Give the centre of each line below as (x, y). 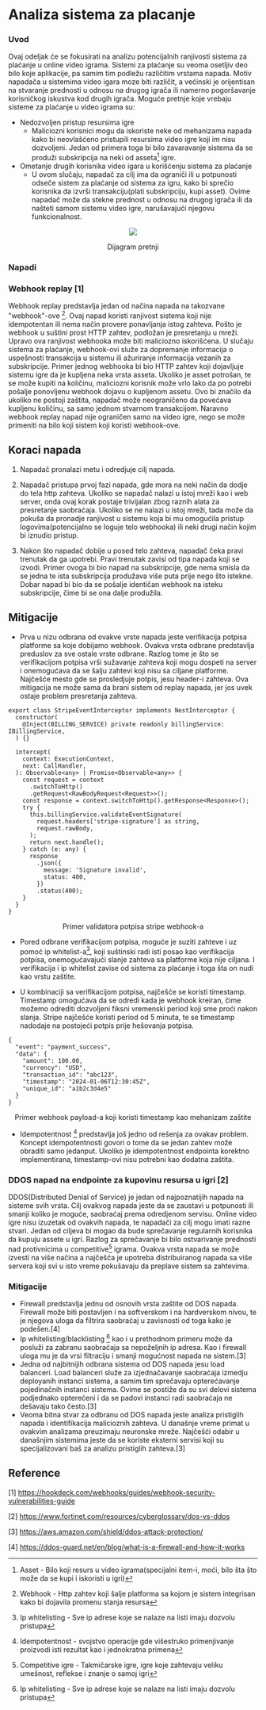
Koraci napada (45, 450)
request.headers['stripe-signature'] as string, (118, 821)
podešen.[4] (40, 1329)
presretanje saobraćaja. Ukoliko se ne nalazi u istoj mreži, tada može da (136, 510)
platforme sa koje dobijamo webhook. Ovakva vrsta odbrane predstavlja (137, 645)
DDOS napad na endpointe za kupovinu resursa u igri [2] (118, 1179)
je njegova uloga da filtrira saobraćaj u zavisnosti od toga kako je (125, 1321)
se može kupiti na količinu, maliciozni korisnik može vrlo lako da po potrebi (130, 383)
